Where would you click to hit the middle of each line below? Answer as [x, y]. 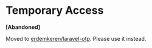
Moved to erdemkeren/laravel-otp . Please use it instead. [76, 38]
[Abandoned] [23, 27]
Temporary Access [55, 10]
